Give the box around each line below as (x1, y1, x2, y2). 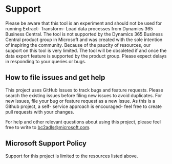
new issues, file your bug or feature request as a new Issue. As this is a (5, 98, 155, 104)
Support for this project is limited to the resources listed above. (5, 153, 138, 159)
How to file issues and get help (5, 73, 105, 82)
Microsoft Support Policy (5, 139, 87, 148)
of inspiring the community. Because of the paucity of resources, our (5, 42, 151, 48)
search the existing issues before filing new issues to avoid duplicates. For (5, 92, 162, 98)
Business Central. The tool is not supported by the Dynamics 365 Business (5, 31, 163, 37)
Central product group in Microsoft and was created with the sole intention (5, 37, 163, 43)
